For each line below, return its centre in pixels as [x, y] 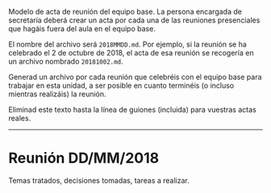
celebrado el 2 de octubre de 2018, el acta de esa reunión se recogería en [131, 53]
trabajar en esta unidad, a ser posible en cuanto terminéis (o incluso [121, 85]
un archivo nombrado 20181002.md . [66, 61]
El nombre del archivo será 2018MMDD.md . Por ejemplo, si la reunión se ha [128, 44]
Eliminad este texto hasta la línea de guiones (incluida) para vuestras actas [132, 109]
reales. [20, 118]
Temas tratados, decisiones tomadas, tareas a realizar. [99, 180]
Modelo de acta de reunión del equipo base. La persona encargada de [125, 12]
